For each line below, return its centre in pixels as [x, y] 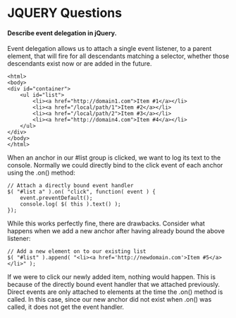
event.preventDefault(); [56, 198]
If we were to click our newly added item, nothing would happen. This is [112, 277]
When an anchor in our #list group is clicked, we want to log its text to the [114, 158]
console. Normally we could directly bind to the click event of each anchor [115, 165]
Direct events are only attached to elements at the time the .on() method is [115, 292]
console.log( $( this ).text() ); [70, 204]
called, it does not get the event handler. [66, 307]
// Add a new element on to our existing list [77, 252]
